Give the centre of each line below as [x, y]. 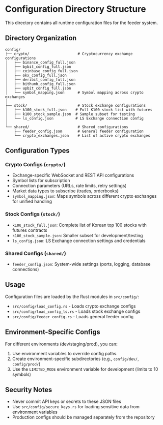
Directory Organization [41, 38]
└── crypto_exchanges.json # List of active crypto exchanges [82, 136]
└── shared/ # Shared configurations [67, 127]
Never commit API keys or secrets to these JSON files [67, 401]
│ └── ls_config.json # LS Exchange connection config [74, 118]
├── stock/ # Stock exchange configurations [76, 105]
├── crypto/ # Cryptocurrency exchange [69, 54]
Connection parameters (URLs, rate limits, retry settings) [69, 186]
